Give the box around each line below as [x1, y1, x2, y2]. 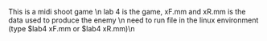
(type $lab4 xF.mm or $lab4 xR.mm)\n [8, 24, 135, 33]
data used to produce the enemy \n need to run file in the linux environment [8, 15, 259, 25]
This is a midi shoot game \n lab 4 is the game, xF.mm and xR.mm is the [8, 7, 246, 16]
